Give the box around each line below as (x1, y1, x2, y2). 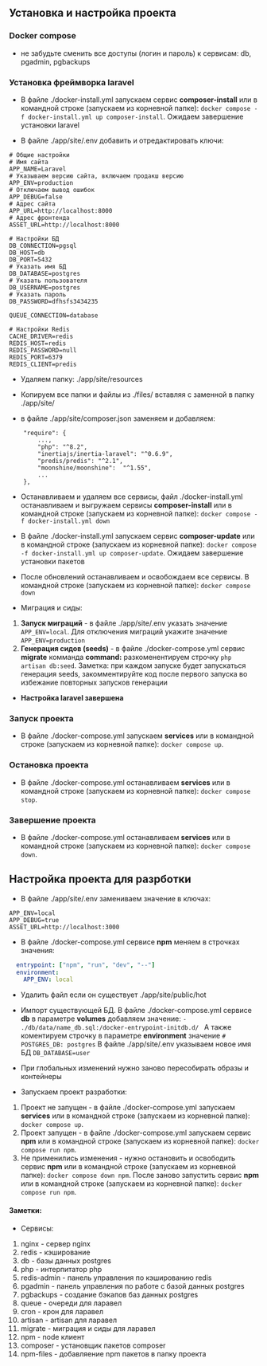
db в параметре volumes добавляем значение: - (20, 1014, 188, 1023)
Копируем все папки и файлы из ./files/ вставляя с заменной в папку (20, 390, 255, 399)
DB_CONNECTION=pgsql (9, 241, 78, 249)
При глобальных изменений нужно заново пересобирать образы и (20, 1063, 250, 1073)
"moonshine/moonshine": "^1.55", (37, 464, 152, 472)
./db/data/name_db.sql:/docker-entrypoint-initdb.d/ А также (20, 1023, 232, 1032)
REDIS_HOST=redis (9, 339, 67, 347)
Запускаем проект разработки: (20, 1087, 128, 1097)
